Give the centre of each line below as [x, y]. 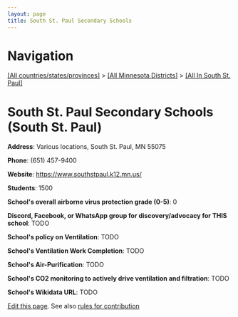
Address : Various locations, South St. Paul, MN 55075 [87, 147]
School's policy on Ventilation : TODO [63, 237]
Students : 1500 [30, 188]
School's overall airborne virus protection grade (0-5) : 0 [92, 202]
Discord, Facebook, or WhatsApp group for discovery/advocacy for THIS [117, 216]
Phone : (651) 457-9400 [42, 160]
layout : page [27, 14]
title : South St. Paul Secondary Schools [70, 21]
